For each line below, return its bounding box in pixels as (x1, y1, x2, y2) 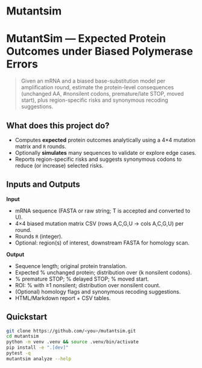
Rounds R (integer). (14, 232, 63, 240)
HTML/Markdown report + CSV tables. (14, 294, 111, 302)
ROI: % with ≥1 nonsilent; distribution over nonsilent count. (14, 281, 161, 288)
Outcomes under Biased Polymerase (6, 45, 194, 58)
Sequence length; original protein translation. (14, 262, 127, 269)
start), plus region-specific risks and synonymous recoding (21, 96, 169, 104)
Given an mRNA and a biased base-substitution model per (21, 77, 166, 85)
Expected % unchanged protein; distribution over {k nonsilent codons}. (14, 269, 192, 276)
